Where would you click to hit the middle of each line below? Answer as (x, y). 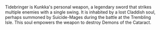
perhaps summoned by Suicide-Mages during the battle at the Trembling (78, 17)
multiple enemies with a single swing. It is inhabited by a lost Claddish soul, (80, 12)
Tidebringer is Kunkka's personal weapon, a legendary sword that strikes (78, 7)
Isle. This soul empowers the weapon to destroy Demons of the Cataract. (78, 22)
